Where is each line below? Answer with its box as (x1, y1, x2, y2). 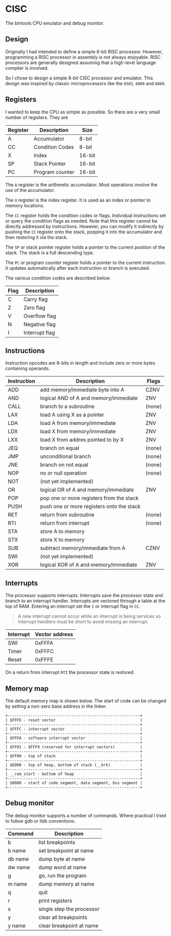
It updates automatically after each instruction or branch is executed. (5, 265, 151, 271)
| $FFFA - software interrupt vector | (5, 735, 143, 741)
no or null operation (40, 470, 87, 477)
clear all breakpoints (38, 913, 88, 921)
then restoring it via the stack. (5, 234, 68, 240)
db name (8, 855, 29, 862)
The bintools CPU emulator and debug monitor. (5, 20, 105, 26)
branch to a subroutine (40, 403, 94, 410)
